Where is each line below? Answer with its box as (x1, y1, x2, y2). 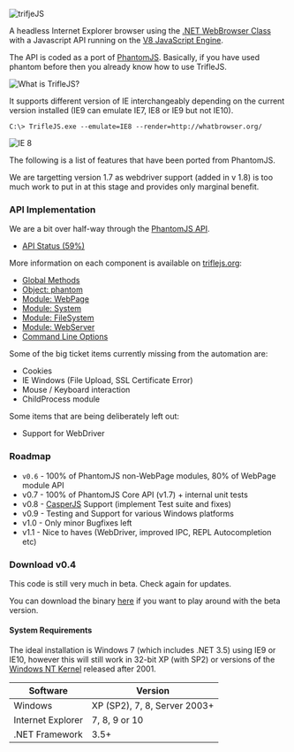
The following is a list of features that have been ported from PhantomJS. (9, 155, 276, 165)
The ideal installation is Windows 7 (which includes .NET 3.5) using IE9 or (9, 645, 276, 656)
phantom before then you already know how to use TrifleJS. (9, 62, 228, 72)
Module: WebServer (21, 322, 95, 333)
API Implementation (9, 203, 96, 216)
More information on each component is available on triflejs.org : (9, 257, 243, 269)
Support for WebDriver (21, 428, 105, 439)
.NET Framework (13, 728, 84, 740)
